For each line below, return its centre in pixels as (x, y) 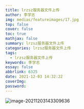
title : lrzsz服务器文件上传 (33, 10)
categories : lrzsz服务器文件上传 (38, 48)
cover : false (19, 29)
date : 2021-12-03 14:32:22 (34, 77)
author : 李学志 (20, 15)
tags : (11, 53)
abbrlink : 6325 (22, 72)
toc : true (16, 34)
